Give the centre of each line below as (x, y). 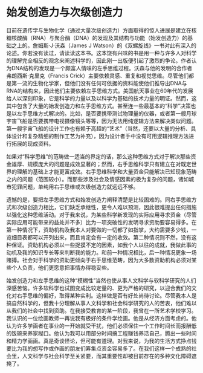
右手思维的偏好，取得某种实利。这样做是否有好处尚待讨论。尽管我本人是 (107, 295)
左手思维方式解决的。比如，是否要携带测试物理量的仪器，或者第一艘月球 (107, 113)
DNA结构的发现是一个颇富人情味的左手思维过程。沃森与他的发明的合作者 (102, 68)
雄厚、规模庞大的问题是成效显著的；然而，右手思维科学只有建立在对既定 (101, 164)
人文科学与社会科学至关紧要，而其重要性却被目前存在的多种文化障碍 (107, 356)
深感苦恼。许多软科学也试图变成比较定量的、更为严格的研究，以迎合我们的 (99, 288)
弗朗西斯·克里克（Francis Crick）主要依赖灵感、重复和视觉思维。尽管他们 (98, 76)
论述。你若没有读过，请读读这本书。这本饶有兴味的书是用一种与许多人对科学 (101, 53)
